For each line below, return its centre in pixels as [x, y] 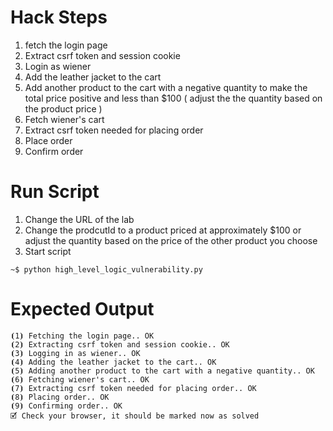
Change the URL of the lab [79, 219]
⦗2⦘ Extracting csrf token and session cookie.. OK [120, 344]
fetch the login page [66, 45]
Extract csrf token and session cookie [102, 55]
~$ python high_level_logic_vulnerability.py [106, 269]
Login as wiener [58, 66]
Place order [48, 140]
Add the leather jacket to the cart [93, 77]
